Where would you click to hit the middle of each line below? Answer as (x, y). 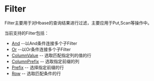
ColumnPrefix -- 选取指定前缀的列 (45, 61)
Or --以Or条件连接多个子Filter (41, 49)
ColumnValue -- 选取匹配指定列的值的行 (51, 55)
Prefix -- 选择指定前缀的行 (38, 67)
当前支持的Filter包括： (27, 33)
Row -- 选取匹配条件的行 (36, 73)
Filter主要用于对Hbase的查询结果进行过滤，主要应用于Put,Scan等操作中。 (78, 23)
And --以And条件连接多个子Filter (44, 43)
